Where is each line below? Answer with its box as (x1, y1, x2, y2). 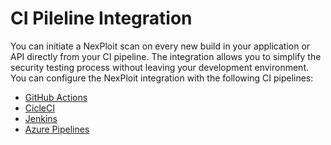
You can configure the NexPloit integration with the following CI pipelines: (10, 72, 314, 84)
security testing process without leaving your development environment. (10, 61, 309, 73)
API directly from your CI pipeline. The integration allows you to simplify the (10, 50, 322, 62)
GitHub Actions (24, 91, 88, 103)
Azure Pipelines (24, 123, 90, 135)
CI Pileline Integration (10, 7, 193, 30)
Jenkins (24, 112, 58, 124)
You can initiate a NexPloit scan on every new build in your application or (10, 40, 311, 52)
